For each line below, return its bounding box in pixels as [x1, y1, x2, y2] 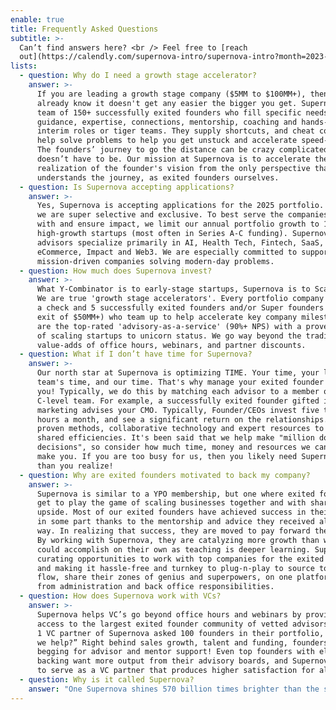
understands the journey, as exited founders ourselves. [36, 172, 280, 183]
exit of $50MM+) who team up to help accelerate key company [36, 312, 298, 322]
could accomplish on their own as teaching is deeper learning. [36, 544, 311, 555]
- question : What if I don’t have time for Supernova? [19, 349, 253, 360]
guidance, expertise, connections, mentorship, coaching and [36, 117, 298, 127]
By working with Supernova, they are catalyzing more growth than [36, 535, 320, 545]
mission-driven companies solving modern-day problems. [36, 256, 275, 266]
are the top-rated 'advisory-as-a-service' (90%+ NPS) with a [36, 321, 302, 331]
